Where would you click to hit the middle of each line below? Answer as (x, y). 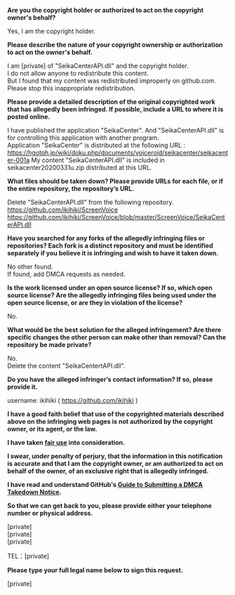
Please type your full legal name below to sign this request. (95, 570)
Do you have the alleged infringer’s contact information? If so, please (110, 379)
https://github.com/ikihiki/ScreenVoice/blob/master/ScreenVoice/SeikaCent (116, 217)
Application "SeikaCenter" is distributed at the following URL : (96, 145)
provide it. (22, 387)
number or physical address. (50, 513)
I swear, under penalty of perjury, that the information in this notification (115, 456)
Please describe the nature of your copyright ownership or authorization (115, 45)
